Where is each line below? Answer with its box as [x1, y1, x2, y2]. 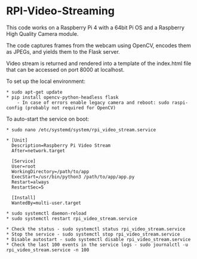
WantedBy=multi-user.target [11, 200, 82, 206]
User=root [11, 163, 36, 169]
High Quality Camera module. [6, 30, 79, 37]
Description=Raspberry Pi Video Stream [11, 142, 111, 149]
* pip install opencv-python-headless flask [6, 94, 119, 100]
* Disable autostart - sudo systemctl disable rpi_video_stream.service [6, 236, 191, 242]
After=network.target [11, 147, 66, 153]
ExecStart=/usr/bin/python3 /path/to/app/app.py [11, 174, 135, 180]
